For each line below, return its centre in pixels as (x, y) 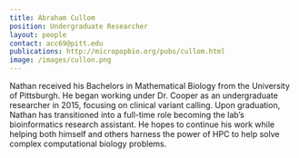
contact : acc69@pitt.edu (56, 43)
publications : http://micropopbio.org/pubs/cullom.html (117, 52)
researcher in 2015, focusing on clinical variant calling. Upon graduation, (145, 105)
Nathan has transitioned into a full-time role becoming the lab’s (127, 115)
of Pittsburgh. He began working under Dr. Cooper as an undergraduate (144, 95)
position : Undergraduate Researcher (79, 26)
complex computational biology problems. (88, 143)
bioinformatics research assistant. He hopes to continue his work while (142, 124)
